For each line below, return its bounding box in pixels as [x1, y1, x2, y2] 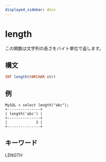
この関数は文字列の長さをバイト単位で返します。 [5, 45, 104, 51]
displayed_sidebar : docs [5, 7, 56, 12]
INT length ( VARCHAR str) [5, 74, 56, 79]
